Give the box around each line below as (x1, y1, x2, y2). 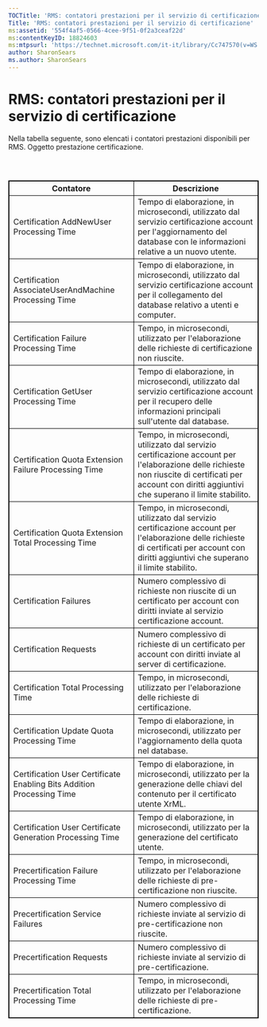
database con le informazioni (137, 236, 246, 248)
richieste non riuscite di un (137, 586, 237, 597)
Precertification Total (13, 985, 91, 996)
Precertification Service (13, 908, 102, 920)
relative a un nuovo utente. (137, 246, 237, 257)
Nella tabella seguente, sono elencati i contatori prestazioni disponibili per (8, 133, 250, 143)
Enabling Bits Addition (13, 779, 95, 790)
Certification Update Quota (13, 725, 114, 736)
